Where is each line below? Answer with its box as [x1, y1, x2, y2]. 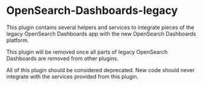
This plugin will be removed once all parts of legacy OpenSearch [6, 48, 168, 55]
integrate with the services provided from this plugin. [6, 73, 139, 80]
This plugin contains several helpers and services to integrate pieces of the [6, 24, 195, 31]
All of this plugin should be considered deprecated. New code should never [6, 66, 195, 73]
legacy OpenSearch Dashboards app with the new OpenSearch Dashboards [6, 30, 196, 37]
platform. [6, 36, 29, 44]
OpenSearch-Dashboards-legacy [6, 4, 178, 18]
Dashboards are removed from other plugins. [6, 55, 119, 62]
